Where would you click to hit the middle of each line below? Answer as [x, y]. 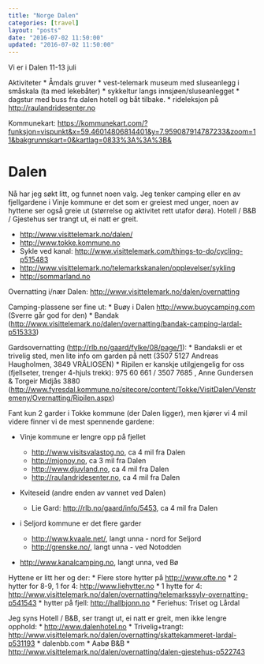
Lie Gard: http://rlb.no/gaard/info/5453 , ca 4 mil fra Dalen [125, 508]
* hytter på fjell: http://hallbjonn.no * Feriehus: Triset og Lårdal [139, 603]
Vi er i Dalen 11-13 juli [42, 67]
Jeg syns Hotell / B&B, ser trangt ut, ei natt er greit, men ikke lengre [117, 618]
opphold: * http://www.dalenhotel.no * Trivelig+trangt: [96, 627]
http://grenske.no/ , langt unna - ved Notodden [106, 547]
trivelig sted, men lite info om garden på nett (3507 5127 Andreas [113, 356]
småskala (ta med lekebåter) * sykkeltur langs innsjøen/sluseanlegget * [124, 91]
